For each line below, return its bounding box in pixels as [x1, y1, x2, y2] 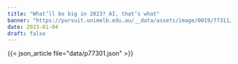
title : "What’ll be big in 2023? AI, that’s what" [7, 10, 160, 18]
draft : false [7, 30, 46, 37]
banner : [7, 17, 30, 24]
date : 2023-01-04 [7, 23, 59, 30]
